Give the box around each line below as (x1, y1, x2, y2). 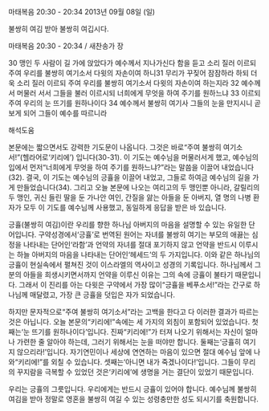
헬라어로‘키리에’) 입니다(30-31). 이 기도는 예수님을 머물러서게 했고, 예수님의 (22, 153, 259, 162)
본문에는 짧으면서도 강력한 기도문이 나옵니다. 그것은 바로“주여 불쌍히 (8, 143, 222, 152)
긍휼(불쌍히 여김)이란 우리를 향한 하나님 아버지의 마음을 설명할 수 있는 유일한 (8, 220, 247, 229)
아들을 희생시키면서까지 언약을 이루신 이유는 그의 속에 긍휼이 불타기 (22, 270, 234, 279)
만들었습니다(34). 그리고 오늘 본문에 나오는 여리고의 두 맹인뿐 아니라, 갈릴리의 (16, 183, 260, 192)
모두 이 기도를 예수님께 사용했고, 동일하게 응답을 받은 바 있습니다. (22, 203, 226, 212)
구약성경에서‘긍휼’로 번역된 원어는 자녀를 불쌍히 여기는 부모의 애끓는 (38, 230, 251, 239)
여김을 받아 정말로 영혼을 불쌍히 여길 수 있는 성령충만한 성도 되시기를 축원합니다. (8, 394, 259, 404)
